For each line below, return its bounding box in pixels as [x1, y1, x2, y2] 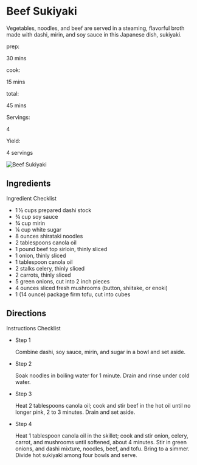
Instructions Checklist [6, 324, 61, 332]
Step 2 [15, 360, 32, 367]
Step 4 [15, 420, 32, 427]
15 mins [6, 78, 26, 85]
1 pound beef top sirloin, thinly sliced [15, 245, 108, 252]
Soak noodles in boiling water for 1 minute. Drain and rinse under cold [15, 372, 190, 379]
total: [6, 90, 19, 97]
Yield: [6, 137, 21, 144]
